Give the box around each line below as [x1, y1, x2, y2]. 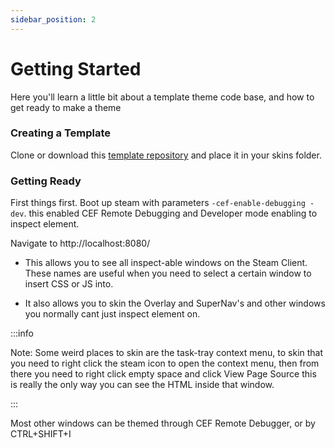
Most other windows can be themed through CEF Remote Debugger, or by [10, 417, 316, 430]
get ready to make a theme [10, 101, 122, 113]
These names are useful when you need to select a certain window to [24, 267, 312, 280]
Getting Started [10, 57, 142, 80]
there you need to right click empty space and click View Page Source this [10, 368, 317, 380]
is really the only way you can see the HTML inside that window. [10, 379, 275, 391]
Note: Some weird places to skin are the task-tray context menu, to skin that [10, 347, 324, 359]
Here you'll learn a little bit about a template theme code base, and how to [10, 91, 315, 103]
